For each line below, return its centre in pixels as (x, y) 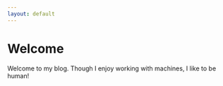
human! (18, 75)
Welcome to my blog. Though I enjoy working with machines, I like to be (112, 68)
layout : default (31, 14)
